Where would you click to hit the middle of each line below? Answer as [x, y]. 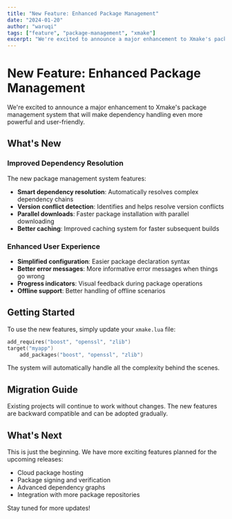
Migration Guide [42, 389]
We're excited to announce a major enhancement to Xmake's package [107, 107]
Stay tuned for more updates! [49, 508]
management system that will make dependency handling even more [105, 115]
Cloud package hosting [50, 473]
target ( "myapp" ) [30, 348]
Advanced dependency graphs [61, 487]
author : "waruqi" [32, 26]
